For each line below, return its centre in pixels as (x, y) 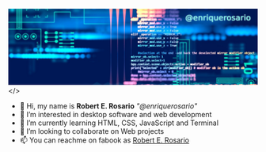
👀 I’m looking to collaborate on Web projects (92, 131)
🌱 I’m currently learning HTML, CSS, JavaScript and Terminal (119, 123)
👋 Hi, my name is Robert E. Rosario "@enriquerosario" (108, 106)
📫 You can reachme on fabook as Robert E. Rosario (104, 140)
